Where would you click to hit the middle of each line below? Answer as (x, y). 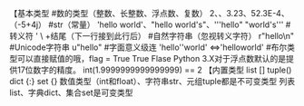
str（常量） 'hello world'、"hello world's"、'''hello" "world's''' (168, 24)
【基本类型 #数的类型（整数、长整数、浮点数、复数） (108, 13)
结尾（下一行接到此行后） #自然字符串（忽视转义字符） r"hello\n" (172, 36)
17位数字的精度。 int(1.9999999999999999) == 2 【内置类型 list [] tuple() (154, 70)
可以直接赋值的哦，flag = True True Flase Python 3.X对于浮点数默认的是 (152, 58)
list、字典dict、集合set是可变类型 (71, 92)
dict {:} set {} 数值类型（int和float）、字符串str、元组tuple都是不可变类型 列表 (152, 81)
